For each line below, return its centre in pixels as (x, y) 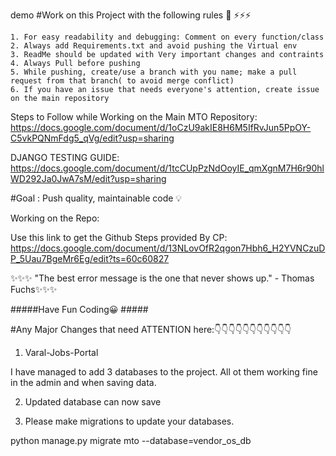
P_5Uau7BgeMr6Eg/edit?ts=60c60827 (90, 258)
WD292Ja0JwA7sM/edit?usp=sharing (88, 178)
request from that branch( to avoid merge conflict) (122, 81)
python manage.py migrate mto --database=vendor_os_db (131, 440)
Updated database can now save (93, 402)
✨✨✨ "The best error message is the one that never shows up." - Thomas (162, 278)
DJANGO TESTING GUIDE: (65, 157)
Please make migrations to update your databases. (129, 421)
